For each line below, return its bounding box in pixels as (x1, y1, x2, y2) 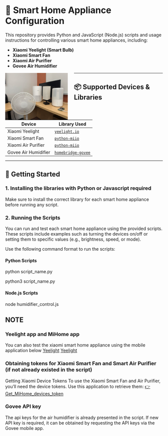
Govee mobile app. (5, 425, 44, 431)
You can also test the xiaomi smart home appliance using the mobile (5, 342, 146, 348)
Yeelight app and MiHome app (5, 331, 80, 338)
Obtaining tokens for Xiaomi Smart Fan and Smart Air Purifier (5, 360, 156, 367)
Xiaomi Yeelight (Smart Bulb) (12, 47, 74, 53)
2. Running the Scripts (5, 214, 60, 221)
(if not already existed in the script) (5, 366, 92, 373)
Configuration (5, 15, 65, 27)
